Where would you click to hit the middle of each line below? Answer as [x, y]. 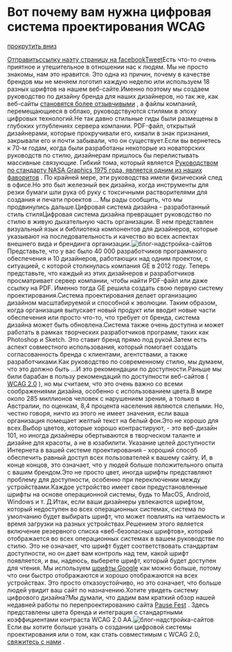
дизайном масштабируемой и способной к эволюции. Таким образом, [112, 302]
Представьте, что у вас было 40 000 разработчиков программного [107, 251]
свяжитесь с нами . [36, 642]
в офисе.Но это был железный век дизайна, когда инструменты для [108, 185]
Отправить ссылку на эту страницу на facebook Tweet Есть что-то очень [111, 59]
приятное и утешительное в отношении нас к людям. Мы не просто [108, 67]
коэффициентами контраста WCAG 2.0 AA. [70, 619]
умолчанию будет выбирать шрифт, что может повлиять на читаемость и [116, 516]
